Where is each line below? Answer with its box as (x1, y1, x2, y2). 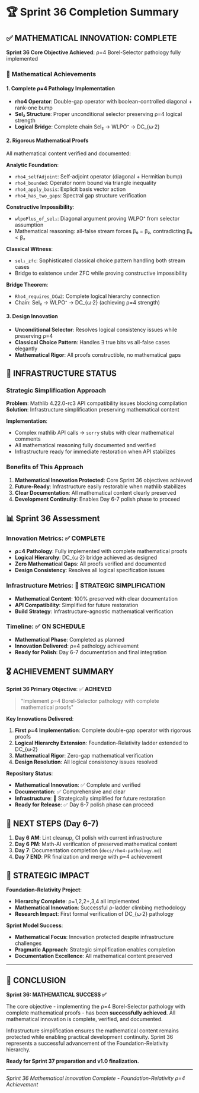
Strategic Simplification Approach (6, 386, 107, 394)
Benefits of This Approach (6, 463, 84, 471)
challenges (14, 940, 42, 947)
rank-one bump (14, 104, 53, 111)
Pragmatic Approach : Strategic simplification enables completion (14, 946, 175, 953)
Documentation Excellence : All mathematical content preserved (14, 953, 173, 960)
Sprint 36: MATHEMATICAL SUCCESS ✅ (6, 991, 107, 998)
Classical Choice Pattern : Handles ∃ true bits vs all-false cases (14, 338, 170, 346)
